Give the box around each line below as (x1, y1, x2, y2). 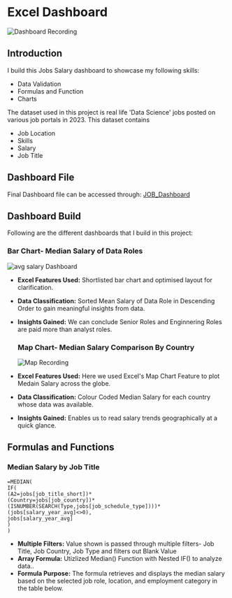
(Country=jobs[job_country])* (7, 497, 96, 504)
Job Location (17, 129, 56, 137)
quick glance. (17, 421, 57, 430)
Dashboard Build (7, 210, 82, 222)
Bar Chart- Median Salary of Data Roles (7, 246, 143, 256)
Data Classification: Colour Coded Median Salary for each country (17, 393, 211, 401)
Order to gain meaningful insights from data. (17, 304, 145, 312)
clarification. (17, 283, 54, 291)
